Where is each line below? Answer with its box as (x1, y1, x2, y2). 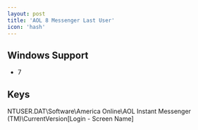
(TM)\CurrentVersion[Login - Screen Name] (7, 115, 134, 123)
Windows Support (7, 49, 89, 61)
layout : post (7, 10, 46, 18)
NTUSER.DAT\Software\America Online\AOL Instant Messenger (7, 107, 192, 115)
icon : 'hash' (7, 23, 46, 30)
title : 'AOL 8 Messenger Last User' (7, 17, 115, 24)
